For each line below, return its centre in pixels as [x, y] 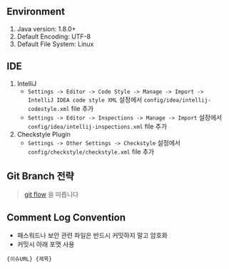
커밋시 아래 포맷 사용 [46, 244]
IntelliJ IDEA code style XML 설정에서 [85, 100]
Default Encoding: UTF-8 [54, 36]
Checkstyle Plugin [44, 134]
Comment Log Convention [66, 217]
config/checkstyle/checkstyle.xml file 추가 [91, 152]
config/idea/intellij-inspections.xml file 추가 [97, 126]
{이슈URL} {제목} [30, 259]
